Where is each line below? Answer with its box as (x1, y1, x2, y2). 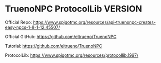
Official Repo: (5, 19, 32, 25)
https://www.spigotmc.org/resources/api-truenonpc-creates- (33, 19, 156, 25)
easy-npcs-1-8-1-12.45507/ (5, 24, 60, 30)
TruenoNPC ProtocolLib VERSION (5, 3, 142, 14)
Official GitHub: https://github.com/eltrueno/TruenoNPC (5, 34, 117, 39)
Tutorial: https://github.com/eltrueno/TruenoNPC (5, 43, 103, 49)
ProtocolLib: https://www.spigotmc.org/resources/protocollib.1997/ (5, 52, 139, 58)
